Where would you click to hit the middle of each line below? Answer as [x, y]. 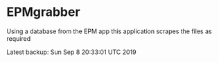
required [19, 38]
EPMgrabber [43, 12]
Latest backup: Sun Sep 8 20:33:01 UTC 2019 [71, 52]
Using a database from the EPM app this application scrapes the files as [109, 31]
